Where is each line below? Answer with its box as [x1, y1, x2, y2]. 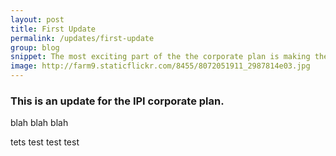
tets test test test [10, 136, 80, 148]
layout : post [10, 14, 65, 25]
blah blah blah [10, 117, 69, 129]
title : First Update [10, 24, 97, 34]
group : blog [10, 42, 60, 53]
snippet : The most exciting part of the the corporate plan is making [10, 52, 311, 62]
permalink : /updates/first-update [10, 33, 155, 43]
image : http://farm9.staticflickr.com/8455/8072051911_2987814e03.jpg [10, 61, 311, 71]
